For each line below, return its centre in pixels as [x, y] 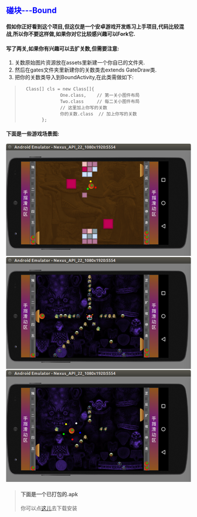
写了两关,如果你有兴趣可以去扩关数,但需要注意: [63, 48]
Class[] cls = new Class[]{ [60, 89]
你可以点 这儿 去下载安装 [49, 508]
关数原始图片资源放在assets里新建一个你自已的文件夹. [80, 63]
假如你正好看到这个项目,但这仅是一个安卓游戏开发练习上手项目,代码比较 [93, 26]
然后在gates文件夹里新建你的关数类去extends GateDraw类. [86, 70]
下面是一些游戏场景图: [33, 133]
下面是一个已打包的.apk [49, 494]
